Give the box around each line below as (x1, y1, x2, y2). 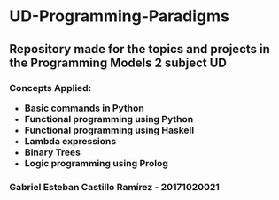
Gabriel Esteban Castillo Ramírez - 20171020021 (9, 181, 220, 193)
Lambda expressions (24, 135, 117, 147)
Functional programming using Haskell (24, 124, 195, 136)
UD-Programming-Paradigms (9, 6, 230, 27)
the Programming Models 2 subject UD (9, 55, 228, 70)
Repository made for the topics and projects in (9, 42, 270, 57)
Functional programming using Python (24, 112, 194, 125)
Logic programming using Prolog (24, 157, 168, 169)
